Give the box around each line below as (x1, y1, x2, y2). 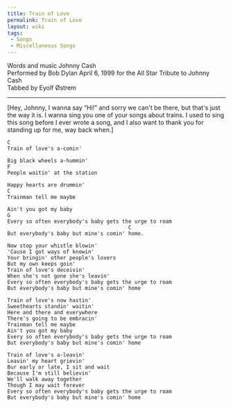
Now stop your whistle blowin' (7, 242, 98, 249)
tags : (7, 29, 23, 37)
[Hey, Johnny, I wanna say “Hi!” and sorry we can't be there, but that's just (7, 103, 221, 112)
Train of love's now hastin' (7, 297, 92, 304)
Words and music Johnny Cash (7, 62, 96, 69)
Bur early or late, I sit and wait (7, 364, 110, 371)
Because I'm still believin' (7, 370, 92, 377)
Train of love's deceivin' (7, 266, 85, 273)
